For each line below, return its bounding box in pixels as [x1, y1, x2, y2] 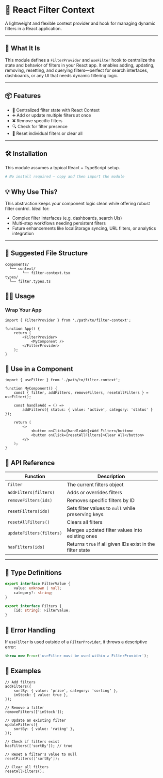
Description [97, 473, 125, 480]
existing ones [67, 533, 98, 540]
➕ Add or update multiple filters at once [12, 112, 91, 118]
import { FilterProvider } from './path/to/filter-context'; [5, 318, 131, 323]
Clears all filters [67, 519, 103, 526]
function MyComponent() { [5, 386, 57, 391]
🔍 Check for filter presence [12, 123, 68, 129]
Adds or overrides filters [67, 489, 122, 496]
